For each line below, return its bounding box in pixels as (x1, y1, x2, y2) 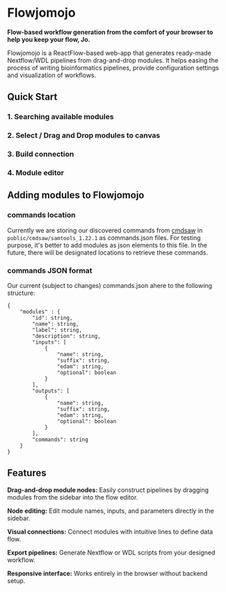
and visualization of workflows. (7, 71, 97, 79)
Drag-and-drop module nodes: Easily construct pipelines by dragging (7, 486, 209, 494)
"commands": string (32, 436, 89, 443)
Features (7, 467, 47, 479)
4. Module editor (7, 168, 65, 178)
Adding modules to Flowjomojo (7, 189, 145, 201)
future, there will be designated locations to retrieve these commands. (7, 248, 209, 257)
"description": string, (32, 333, 101, 339)
